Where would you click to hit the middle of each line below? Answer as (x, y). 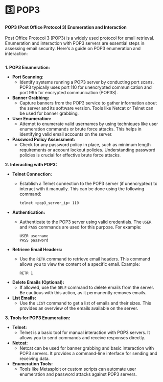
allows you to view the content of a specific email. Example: (80, 264)
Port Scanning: (28, 77)
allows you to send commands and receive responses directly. (82, 338)
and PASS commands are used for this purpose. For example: (80, 227)
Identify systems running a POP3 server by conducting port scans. (87, 82)
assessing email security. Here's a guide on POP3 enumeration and (73, 49)
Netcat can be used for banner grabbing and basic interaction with (87, 348)
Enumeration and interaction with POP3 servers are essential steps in (75, 43)
